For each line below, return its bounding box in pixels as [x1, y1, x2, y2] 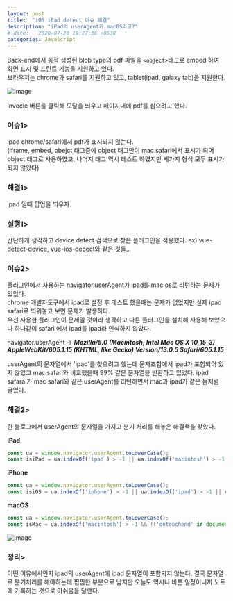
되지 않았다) [7, 164, 40, 172]
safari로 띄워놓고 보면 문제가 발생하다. [7, 307, 110, 315]
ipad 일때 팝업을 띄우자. [7, 199, 71, 208]
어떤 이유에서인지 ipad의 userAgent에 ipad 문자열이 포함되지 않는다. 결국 [7, 569, 206, 577]
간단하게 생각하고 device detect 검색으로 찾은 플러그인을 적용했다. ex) [7, 236, 198, 245]
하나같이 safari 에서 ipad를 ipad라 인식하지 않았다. [14, 324, 151, 333]
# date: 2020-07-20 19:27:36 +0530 [7, 29, 116, 37]
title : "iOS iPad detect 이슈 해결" [7, 17, 111, 24]
